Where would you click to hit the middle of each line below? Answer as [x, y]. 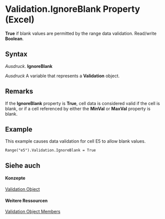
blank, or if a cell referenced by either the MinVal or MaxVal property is [78, 109]
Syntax [16, 54]
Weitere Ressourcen [26, 200]
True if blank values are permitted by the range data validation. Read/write [81, 33]
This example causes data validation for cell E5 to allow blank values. [75, 141]
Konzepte [15, 178]
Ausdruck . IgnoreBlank [29, 66]
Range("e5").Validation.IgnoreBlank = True [51, 150]
